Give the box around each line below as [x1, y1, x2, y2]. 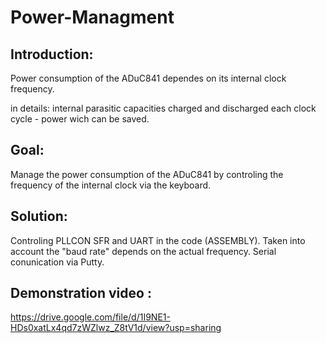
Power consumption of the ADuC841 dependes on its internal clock [10, 72, 287, 84]
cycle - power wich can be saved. [10, 113, 150, 125]
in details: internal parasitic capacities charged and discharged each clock [10, 102, 317, 114]
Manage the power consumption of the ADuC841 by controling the [10, 168, 284, 180]
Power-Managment [10, 6, 175, 29]
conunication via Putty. [10, 256, 105, 268]
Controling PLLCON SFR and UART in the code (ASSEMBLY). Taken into [10, 234, 306, 246]
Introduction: [10, 46, 94, 63]
